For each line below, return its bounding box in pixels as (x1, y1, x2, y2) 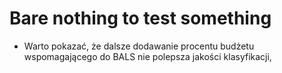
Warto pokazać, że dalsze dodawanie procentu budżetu (23, 40, 255, 52)
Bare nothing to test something (9, 7, 272, 30)
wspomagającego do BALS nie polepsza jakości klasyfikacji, (23, 50, 272, 62)
